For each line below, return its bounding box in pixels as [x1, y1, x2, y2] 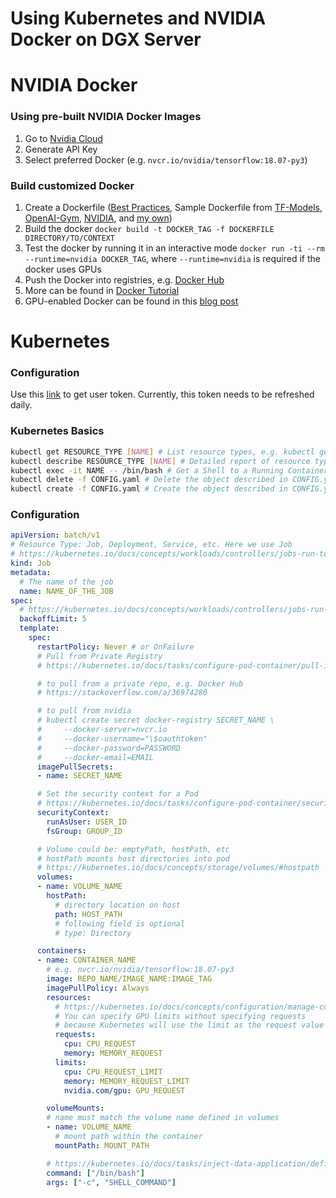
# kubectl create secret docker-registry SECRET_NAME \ [36, 715, 275, 726]
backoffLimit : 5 [19, 614, 87, 624]
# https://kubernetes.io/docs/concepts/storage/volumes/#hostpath [36, 863, 320, 873]
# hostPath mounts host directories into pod [36, 853, 230, 864]
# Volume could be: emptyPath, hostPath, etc [36, 844, 230, 854]
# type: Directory [54, 928, 132, 938]
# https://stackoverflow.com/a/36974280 [36, 688, 208, 698]
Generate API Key [24, 143, 98, 155]
